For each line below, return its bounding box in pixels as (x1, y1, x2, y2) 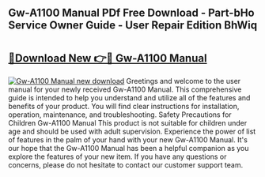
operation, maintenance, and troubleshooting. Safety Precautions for (8, 110, 232, 119)
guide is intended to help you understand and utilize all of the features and (8, 93, 251, 102)
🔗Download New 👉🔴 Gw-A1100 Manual (8, 51, 207, 65)
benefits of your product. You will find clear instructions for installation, (8, 102, 240, 111)
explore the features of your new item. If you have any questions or (8, 152, 227, 161)
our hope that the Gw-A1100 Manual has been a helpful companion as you (8, 144, 249, 153)
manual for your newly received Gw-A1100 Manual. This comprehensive (8, 85, 242, 94)
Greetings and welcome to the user (126, 77, 241, 85)
